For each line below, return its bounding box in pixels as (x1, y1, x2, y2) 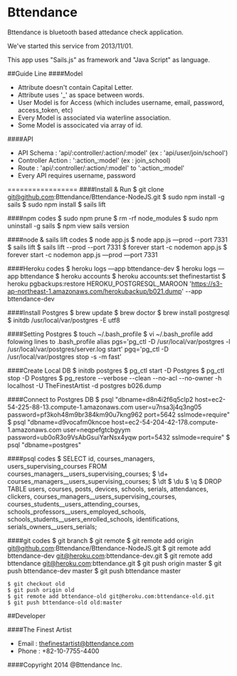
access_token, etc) (17, 105, 73, 114)
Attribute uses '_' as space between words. (17, 90, 144, 99)
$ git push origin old (7, 586, 75, 593)
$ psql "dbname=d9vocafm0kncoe (7, 417, 110, 426)
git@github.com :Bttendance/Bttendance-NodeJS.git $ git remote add (7, 544, 211, 552)
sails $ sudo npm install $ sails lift (7, 200, 106, 209)
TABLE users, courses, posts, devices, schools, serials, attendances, (7, 484, 209, 493)
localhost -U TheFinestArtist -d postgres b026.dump (7, 381, 162, 390)
